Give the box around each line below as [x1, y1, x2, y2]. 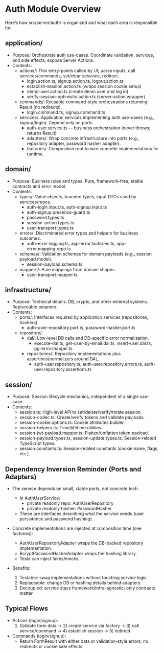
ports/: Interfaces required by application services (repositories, [19, 314, 149, 320]
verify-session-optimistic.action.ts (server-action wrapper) [26, 93, 145, 99]
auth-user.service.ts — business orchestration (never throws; [26, 125, 151, 131]
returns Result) [26, 130, 57, 136]
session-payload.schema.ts [26, 261, 83, 267]
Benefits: [12, 565, 30, 571]
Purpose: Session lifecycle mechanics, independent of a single [12, 394, 139, 399]
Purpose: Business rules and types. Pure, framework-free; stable [12, 178, 143, 184]
